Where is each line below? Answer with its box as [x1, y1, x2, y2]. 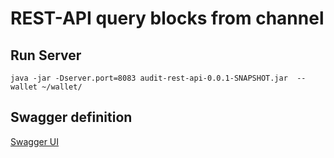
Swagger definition [10, 109, 133, 126]
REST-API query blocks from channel [10, 7, 325, 30]
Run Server [10, 47, 82, 64]
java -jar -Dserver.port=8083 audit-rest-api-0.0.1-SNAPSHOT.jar [10, 73, 288, 83]
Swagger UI [10, 135, 60, 147]
